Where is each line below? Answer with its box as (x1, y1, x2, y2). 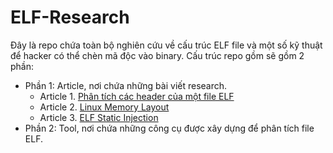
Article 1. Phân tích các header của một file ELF (39, 90, 235, 102)
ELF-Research (10, 6, 130, 29)
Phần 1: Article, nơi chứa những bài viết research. (24, 79, 228, 91)
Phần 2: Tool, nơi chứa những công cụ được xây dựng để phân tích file (24, 122, 315, 134)
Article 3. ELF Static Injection (39, 111, 159, 123)
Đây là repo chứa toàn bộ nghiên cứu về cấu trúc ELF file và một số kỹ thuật (10, 39, 323, 51)
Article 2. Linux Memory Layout (39, 101, 170, 113)
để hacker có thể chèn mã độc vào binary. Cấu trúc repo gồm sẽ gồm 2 (10, 49, 305, 61)
